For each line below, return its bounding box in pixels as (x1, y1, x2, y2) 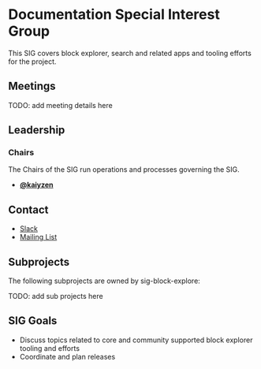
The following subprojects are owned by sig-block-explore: (8, 276, 201, 285)
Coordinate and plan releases (19, 352, 116, 361)
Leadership (8, 124, 65, 137)
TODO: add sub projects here (8, 292, 104, 301)
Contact (8, 203, 49, 216)
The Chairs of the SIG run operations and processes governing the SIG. (8, 165, 240, 174)
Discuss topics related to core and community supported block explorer (19, 335, 253, 345)
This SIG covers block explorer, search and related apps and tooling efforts (8, 48, 252, 58)
